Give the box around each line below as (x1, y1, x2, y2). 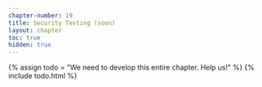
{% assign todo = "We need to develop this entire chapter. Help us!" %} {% (8, 62, 255, 72)
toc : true (8, 33, 41, 42)
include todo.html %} (8, 71, 78, 81)
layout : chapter (8, 26, 62, 34)
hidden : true (8, 41, 52, 49)
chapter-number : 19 (8, 11, 73, 20)
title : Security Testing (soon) (8, 19, 115, 27)
